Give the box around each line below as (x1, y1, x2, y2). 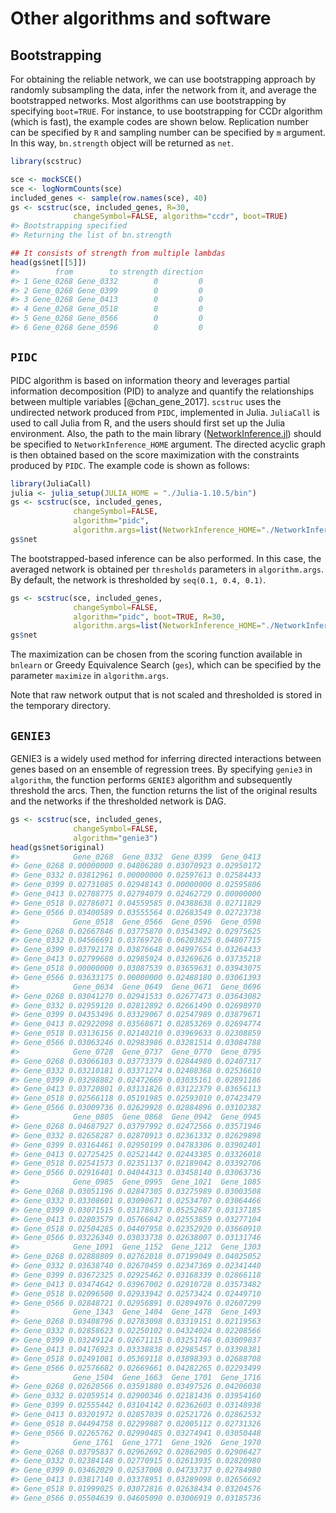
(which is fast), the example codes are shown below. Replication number (10, 116, 309, 127)
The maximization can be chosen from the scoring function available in (10, 648, 303, 661)
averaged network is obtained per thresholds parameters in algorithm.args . (10, 563, 324, 575)
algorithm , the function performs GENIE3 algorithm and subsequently (10, 774, 293, 786)
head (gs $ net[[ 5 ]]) (10, 257, 87, 267)
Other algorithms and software (10, 7, 272, 30)
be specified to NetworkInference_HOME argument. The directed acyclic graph (10, 438, 326, 450)
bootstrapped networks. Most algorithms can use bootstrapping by (10, 95, 287, 106)
